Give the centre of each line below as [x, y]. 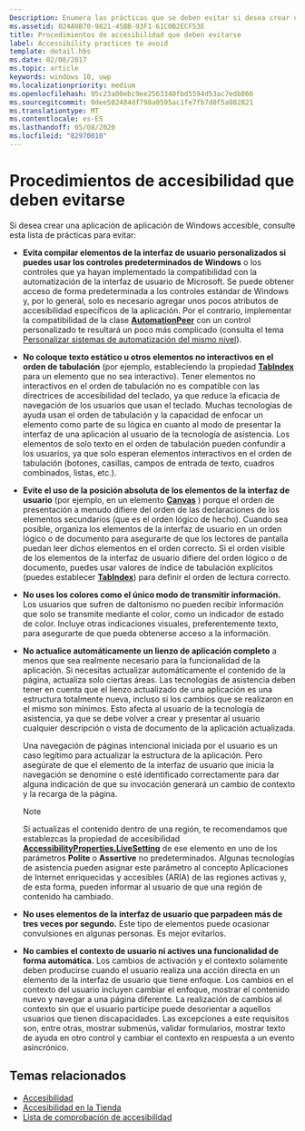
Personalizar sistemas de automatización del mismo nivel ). [132, 339]
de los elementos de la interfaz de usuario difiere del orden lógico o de [155, 557]
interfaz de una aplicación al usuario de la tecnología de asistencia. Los [156, 434]
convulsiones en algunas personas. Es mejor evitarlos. [124, 933]
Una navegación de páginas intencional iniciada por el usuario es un [150, 745]
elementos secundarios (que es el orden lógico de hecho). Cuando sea [155, 519]
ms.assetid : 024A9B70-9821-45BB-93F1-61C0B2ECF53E [107, 26]
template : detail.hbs [50, 52]
